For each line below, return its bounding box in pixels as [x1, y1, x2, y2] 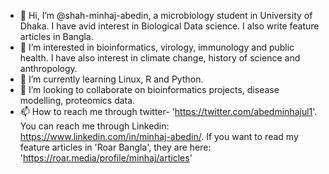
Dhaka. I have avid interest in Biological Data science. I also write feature [19, 20, 320, 32]
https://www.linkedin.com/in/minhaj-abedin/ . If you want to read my [19, 131, 299, 142]
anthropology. [19, 63, 78, 74]
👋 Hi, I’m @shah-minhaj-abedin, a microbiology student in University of [19, 10, 313, 21]
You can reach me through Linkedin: [19, 120, 170, 132]
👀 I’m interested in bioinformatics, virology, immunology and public [19, 41, 295, 53]
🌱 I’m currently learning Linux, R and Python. [19, 73, 204, 85]
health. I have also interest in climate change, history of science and [19, 52, 301, 64]
